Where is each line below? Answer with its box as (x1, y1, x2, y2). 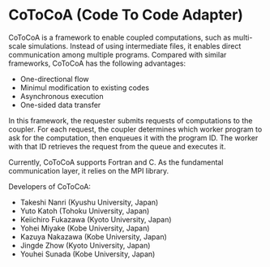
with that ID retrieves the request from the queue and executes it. (8, 141, 226, 151)
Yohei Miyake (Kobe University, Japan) (19, 223, 150, 233)
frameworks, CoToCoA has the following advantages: (8, 58, 186, 68)
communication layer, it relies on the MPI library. (8, 166, 169, 175)
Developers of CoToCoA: (8, 181, 92, 192)
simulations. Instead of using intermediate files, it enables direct (28, 41, 242, 50)
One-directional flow (19, 74, 89, 84)
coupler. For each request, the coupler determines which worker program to (8, 124, 263, 134)
